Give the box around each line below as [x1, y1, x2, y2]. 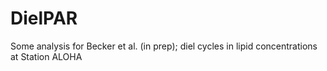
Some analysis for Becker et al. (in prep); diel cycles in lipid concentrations [10, 40, 318, 52]
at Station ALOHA [10, 50, 83, 62]
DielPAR [10, 7, 78, 30]
